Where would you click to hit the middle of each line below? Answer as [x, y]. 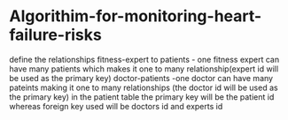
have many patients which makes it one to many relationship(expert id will [144, 69]
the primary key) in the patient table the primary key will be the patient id [142, 97]
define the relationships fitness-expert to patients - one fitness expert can [144, 59]
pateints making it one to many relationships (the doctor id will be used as [144, 87]
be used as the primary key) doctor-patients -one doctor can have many [141, 78]
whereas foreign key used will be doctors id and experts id [116, 106]
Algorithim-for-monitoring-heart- [136, 16]
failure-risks [55, 35]
